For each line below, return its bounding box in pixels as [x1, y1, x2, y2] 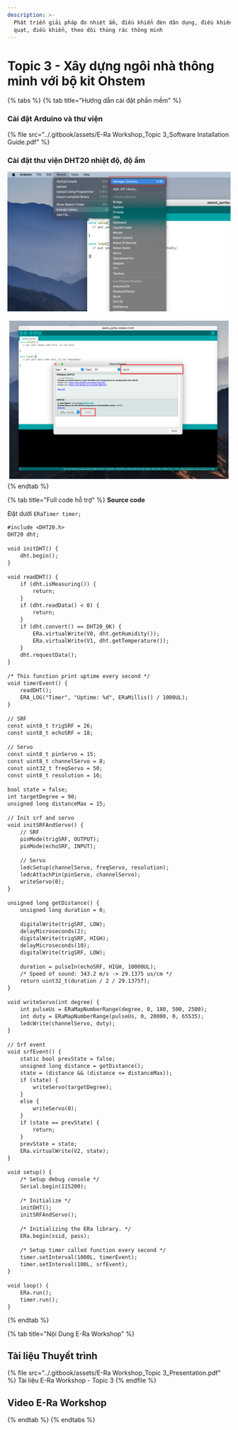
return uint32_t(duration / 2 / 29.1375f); [20, 977, 151, 984]
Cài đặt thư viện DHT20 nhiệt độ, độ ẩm [7, 155, 145, 165]
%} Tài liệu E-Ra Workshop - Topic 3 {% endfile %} [7, 1376, 157, 1385]
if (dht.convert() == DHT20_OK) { [20, 623, 122, 630]
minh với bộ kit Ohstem [7, 73, 146, 89]
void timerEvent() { [7, 680, 69, 687]
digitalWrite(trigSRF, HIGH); [20, 935, 110, 942]
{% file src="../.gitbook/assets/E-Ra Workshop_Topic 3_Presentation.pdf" [7, 1368, 221, 1378]
